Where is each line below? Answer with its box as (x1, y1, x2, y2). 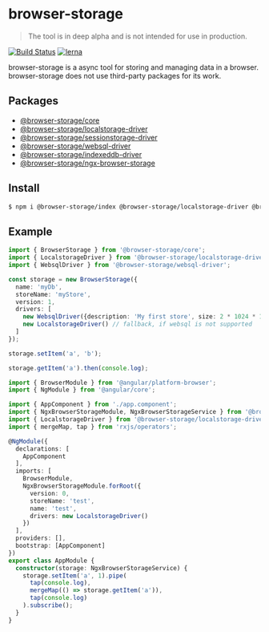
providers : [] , (15, 534, 66, 542)
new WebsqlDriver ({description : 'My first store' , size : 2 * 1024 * (22, 313, 256, 321)
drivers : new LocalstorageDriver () (29, 512, 149, 520)
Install (8, 181, 40, 195)
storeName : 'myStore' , (15, 290, 91, 298)
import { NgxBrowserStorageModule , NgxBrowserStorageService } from (8, 408, 242, 416)
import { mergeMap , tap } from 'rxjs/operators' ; (8, 423, 178, 431)
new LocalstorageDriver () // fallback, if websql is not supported (22, 320, 252, 329)
